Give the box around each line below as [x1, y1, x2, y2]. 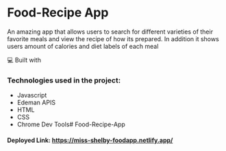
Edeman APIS [16, 98, 56, 107]
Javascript [16, 91, 47, 100]
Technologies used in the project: [7, 75, 121, 85]
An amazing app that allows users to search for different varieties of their [7, 27, 214, 36]
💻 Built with [7, 56, 41, 64]
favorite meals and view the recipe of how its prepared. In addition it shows [7, 34, 219, 43]
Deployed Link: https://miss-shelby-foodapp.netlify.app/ [7, 136, 173, 144]
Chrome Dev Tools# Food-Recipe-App [16, 120, 125, 128]
